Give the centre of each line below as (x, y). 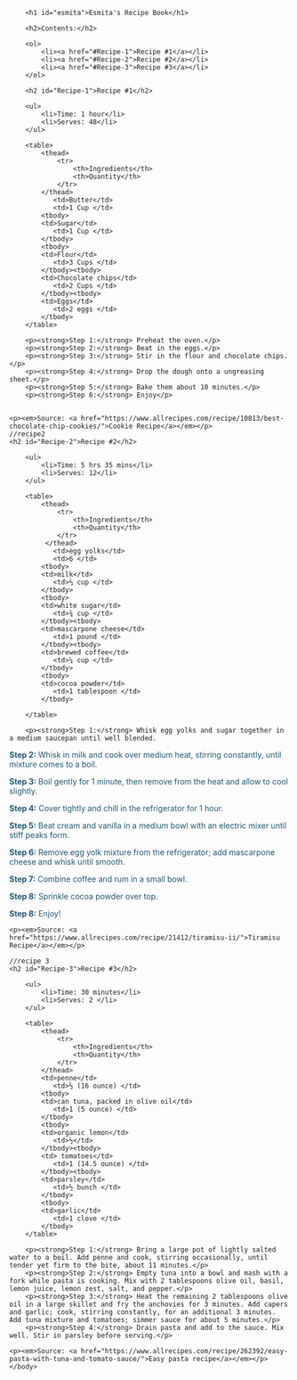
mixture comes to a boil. (53, 764)
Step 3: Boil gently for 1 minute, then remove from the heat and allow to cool (149, 781)
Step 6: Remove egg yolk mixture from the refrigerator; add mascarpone (142, 852)
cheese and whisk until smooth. (68, 862)
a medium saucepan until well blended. (83, 738)
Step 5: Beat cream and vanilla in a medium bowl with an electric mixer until (148, 826)
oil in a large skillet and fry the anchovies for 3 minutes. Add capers (149, 1304)
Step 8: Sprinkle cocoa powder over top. (84, 896)
